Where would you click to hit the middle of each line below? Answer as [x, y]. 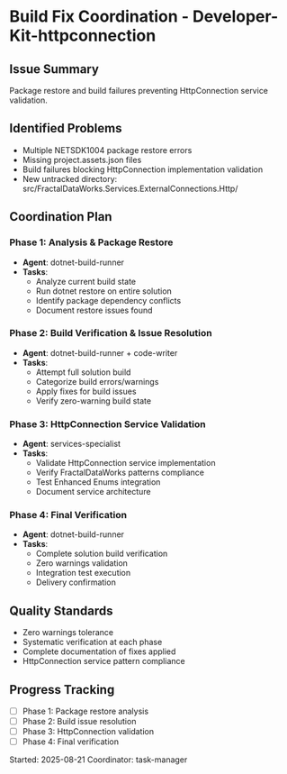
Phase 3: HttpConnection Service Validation [108, 423]
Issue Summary [54, 69]
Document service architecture [93, 492]
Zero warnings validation [82, 563]
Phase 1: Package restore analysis [85, 711]
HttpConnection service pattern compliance [104, 661]
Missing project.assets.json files [82, 159]
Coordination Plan [61, 217]
